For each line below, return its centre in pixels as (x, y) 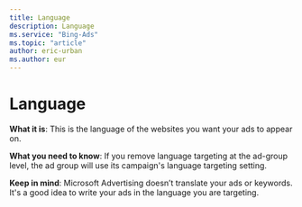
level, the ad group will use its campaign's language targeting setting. (138, 165)
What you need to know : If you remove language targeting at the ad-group (149, 156)
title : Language (40, 18)
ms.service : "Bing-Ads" (54, 34)
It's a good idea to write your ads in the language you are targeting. (134, 192)
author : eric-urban (46, 51)
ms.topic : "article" (48, 43)
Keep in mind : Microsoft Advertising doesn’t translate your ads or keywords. (151, 183)
